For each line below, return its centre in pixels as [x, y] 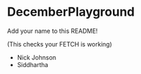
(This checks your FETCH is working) [60, 44]
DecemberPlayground [71, 12]
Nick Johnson [37, 57]
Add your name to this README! [52, 31]
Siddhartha [33, 64]
